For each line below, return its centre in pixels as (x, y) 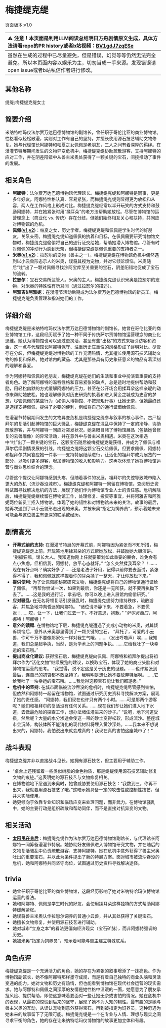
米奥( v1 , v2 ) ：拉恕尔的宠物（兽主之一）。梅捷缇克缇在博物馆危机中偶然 (83, 255)
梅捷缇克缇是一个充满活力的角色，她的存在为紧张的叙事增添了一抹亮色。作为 (83, 971)
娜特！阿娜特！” (28, 619)
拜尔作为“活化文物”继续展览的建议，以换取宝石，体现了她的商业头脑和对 (86, 662)
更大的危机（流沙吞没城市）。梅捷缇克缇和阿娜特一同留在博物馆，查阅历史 (80, 484)
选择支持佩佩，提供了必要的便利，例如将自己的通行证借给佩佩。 (74, 407)
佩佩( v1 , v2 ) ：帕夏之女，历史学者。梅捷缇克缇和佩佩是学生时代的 (78, 230)
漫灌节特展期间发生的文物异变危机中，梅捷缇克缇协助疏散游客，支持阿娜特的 (83, 151)
